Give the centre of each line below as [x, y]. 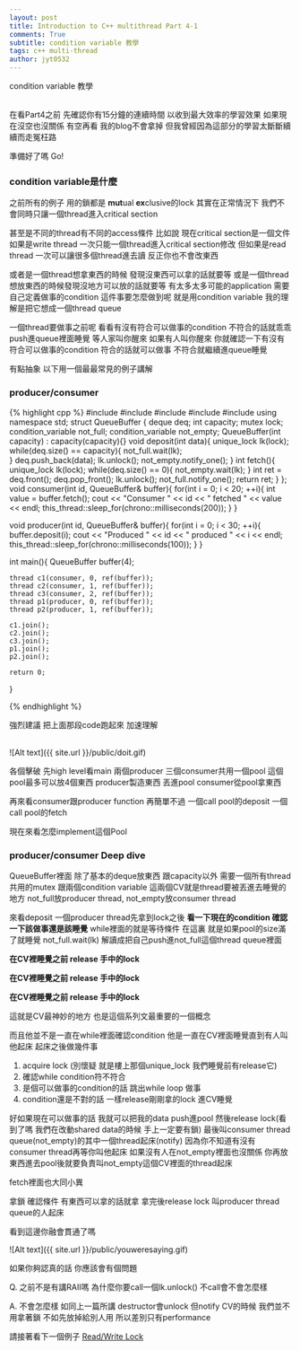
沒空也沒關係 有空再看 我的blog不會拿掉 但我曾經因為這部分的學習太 [142, 126]
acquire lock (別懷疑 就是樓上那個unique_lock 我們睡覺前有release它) [150, 1065]
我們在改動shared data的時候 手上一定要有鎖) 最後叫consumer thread [163, 1129]
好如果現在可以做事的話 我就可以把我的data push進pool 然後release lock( [144, 1118]
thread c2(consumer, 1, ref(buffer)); [81, 586]
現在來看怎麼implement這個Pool [69, 831]
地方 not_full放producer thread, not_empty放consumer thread [123, 898]
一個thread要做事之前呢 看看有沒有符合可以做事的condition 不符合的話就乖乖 [150, 328]
